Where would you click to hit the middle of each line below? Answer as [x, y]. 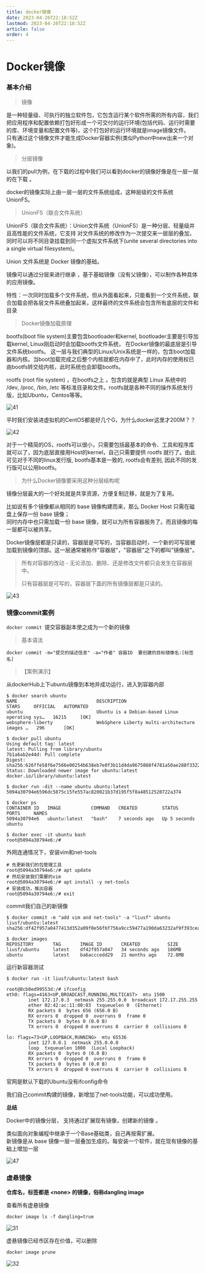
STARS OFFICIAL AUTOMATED [47, 706]
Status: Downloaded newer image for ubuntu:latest [72, 771]
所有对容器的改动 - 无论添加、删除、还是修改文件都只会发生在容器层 [107, 563]
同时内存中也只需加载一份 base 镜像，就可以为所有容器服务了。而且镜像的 [99, 521]
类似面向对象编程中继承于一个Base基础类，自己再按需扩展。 [82, 1133]
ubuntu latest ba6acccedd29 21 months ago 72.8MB [95, 955]
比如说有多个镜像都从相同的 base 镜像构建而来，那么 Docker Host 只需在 [98, 506]
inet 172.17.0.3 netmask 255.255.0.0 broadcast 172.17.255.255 [113, 1000]
